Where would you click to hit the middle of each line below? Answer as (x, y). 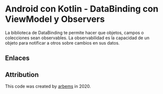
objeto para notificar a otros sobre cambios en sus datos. (63, 43)
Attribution (22, 74)
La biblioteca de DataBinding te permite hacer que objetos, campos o (74, 32)
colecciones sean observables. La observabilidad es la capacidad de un (77, 38)
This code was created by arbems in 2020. (48, 86)
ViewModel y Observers (55, 19)
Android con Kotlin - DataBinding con (82, 9)
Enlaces (18, 58)
